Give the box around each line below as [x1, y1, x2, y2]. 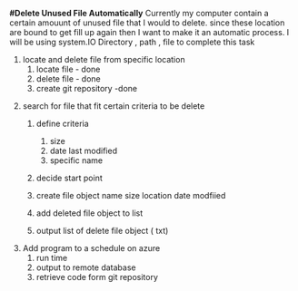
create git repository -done [35, 83, 138, 93]
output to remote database [35, 262, 136, 273]
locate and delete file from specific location [22, 54, 185, 64]
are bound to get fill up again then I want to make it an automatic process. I [9, 27, 290, 37]
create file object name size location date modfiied [35, 190, 226, 200]
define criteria [35, 118, 89, 129]
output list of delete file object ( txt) [35, 226, 169, 236]
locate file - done [35, 63, 101, 74]
